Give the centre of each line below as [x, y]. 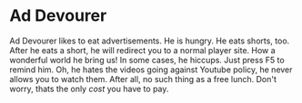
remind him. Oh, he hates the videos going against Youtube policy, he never [151, 70]
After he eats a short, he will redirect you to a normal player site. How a [142, 50]
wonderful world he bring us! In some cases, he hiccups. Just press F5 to [147, 60]
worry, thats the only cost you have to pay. [89, 89]
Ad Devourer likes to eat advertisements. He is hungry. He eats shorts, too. [150, 41]
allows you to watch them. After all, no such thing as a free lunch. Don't [143, 79]
